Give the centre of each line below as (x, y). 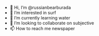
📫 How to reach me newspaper (42, 28)
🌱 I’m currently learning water (40, 18)
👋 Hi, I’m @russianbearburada (40, 8)
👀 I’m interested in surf (33, 13)
